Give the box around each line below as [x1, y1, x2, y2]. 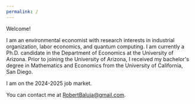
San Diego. [6, 68, 33, 75]
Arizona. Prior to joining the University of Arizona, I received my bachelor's [6, 55, 189, 62]
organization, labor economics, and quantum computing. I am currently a [6, 43, 185, 50]
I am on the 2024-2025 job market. [6, 80, 92, 87]
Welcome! [6, 25, 31, 32]
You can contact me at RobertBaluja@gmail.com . [6, 91, 126, 98]
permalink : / [6, 8, 39, 15]
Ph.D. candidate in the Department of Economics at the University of [6, 49, 174, 56]
